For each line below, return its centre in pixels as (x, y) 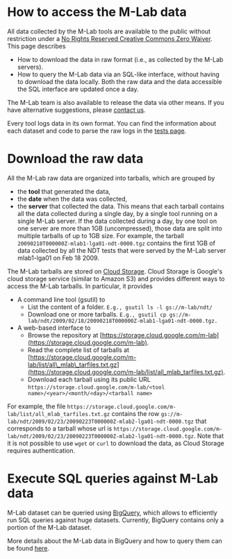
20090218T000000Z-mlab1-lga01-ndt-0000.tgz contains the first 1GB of (116, 243)
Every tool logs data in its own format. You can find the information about (112, 123)
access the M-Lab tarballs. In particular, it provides (80, 286)
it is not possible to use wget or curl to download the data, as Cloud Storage (116, 443)
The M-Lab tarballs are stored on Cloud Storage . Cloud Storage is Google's (115, 271)
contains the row (135, 413)
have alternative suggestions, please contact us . (76, 110)
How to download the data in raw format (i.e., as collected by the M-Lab (120, 59)
